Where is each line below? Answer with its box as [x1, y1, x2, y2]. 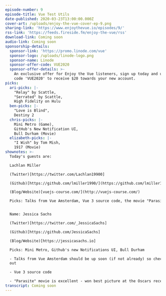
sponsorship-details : [5, 44, 50, 49]
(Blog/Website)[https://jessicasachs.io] [9, 238, 96, 243]
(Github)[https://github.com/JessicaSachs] [9, 229, 100, 234]
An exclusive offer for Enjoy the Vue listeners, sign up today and [14, 72, 158, 76]
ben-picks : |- [9, 104, 39, 109]
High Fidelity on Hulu [14, 99, 61, 104]
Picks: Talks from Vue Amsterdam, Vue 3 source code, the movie [9, 198, 145, 204]
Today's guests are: [9, 154, 52, 159]
